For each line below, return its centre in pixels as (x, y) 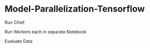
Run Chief (15, 22)
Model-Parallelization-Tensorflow (75, 9)
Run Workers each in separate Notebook (46, 32)
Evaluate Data (19, 41)
